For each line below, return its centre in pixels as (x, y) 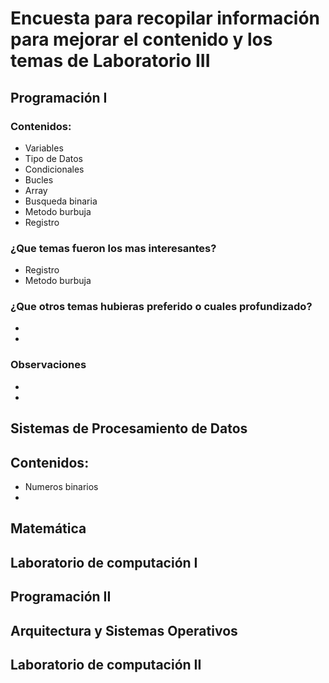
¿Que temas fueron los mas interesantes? (113, 248)
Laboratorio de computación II (106, 664)
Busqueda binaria (61, 201)
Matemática (48, 528)
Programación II (61, 597)
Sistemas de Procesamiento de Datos (129, 428)
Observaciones (48, 365)
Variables (44, 148)
